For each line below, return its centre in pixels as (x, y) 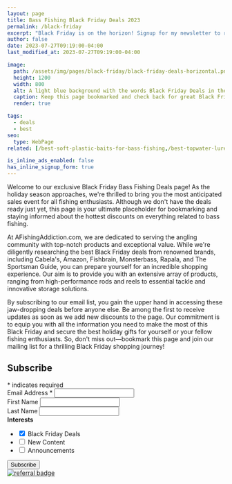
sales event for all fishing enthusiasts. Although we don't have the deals (109, 201)
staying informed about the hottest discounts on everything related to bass (113, 216)
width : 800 (29, 84)
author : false (28, 40)
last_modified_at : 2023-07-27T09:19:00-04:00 (74, 53)
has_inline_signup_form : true (51, 167)
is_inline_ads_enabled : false (51, 161)
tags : (15, 116)
